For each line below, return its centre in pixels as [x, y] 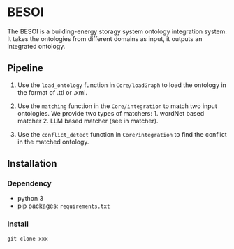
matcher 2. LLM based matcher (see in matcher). [88, 121]
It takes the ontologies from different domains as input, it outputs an [105, 38]
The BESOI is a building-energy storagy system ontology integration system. [117, 31]
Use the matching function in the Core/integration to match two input [117, 106]
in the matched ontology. [53, 142]
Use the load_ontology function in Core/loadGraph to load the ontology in [122, 85]
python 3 [30, 199]
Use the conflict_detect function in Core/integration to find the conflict [122, 134]
